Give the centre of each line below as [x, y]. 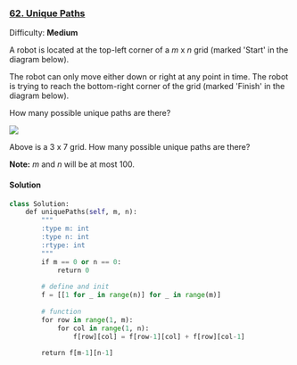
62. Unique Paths [47, 13]
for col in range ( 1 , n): [103, 328]
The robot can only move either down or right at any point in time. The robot [149, 77]
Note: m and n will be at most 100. [72, 164]
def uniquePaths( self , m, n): [82, 212]
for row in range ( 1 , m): [87, 319]
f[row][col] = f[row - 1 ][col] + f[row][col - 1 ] [159, 336]
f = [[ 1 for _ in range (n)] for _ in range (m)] [131, 295]
